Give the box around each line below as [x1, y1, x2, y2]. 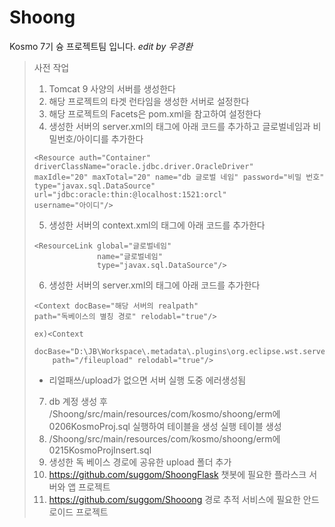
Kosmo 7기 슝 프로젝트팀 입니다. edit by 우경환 [9, 40, 194, 52]
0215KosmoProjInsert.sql [48, 444, 152, 456]
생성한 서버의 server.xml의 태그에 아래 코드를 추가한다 [48, 279, 261, 291]
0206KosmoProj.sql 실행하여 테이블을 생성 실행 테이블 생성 [48, 420, 282, 432]
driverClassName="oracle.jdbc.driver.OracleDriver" [33, 161, 254, 171]
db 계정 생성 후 [48, 395, 108, 407]
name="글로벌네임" [97, 251, 163, 261]
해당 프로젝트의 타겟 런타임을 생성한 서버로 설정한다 [48, 95, 250, 107]
